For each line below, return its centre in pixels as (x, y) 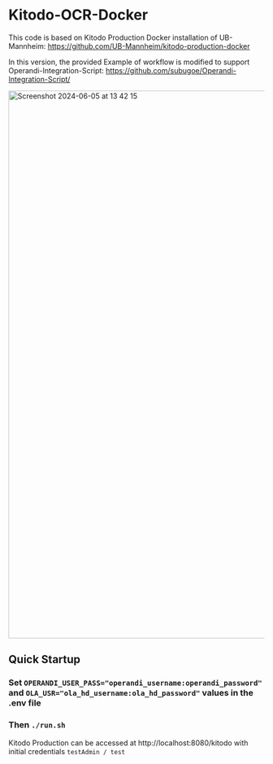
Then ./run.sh (37, 725)
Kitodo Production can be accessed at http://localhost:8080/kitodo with (128, 743)
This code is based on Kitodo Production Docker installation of (113, 37)
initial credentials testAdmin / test (67, 751)
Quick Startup (45, 659)
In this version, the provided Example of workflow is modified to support (129, 62)
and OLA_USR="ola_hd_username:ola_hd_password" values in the (131, 693)
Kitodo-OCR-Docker (78, 15)
